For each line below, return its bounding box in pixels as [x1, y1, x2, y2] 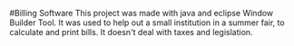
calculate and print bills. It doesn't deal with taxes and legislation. [9, 27, 253, 37]
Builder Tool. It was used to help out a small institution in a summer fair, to [9, 17, 285, 28]
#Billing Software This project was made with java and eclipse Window [9, 8, 274, 18]
